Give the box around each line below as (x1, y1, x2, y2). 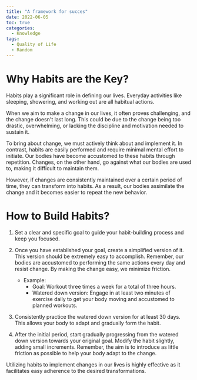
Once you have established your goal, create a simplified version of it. (14, 246, 184, 253)
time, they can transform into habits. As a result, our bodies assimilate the (6, 182, 185, 189)
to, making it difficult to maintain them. (6, 164, 99, 171)
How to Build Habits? (6, 209, 110, 223)
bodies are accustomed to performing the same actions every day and (14, 259, 185, 266)
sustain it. (6, 128, 30, 136)
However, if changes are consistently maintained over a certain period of (6, 176, 182, 183)
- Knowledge (11, 31, 41, 37)
